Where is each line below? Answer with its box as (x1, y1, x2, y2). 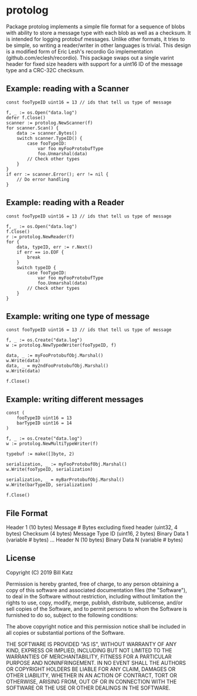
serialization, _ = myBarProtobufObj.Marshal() (6, 477, 125, 483)
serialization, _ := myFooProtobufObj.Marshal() (6, 461, 127, 467)
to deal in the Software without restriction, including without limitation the (6, 593, 183, 600)
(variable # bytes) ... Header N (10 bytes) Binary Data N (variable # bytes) (6, 536, 184, 543)
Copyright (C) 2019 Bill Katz (6, 568, 73, 576)
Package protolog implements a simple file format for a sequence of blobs (6, 23, 185, 30)
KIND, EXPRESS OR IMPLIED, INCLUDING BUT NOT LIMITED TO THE (6, 647, 172, 654)
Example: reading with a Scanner (6, 83, 130, 94)
